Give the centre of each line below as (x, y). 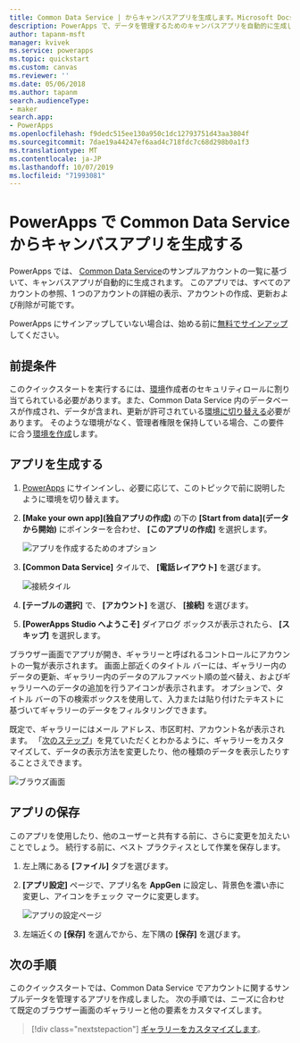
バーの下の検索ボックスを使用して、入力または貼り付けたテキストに (159, 699)
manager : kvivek (39, 42)
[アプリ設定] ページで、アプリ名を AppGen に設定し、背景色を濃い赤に (154, 885)
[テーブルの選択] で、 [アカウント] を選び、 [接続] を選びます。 (137, 605)
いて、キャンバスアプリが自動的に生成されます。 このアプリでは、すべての (146, 282)
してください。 (37, 335)
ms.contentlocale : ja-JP (55, 159)
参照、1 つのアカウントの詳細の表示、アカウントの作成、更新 (160, 294)
